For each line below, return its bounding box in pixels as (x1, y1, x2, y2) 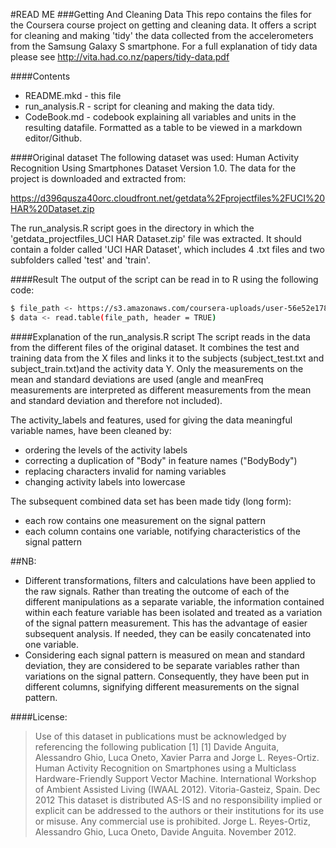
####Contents (10, 70, 71, 82)
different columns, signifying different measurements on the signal (24, 680, 300, 693)
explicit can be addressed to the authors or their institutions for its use (34, 804, 325, 816)
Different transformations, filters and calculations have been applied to (24, 574, 316, 586)
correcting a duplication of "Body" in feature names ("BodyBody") (24, 454, 298, 466)
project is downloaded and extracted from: (10, 173, 187, 184)
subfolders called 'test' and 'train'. (10, 254, 151, 266)
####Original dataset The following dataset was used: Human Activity (10, 152, 300, 163)
